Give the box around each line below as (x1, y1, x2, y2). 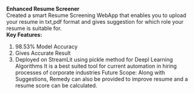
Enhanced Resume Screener (6, 5, 80, 12)
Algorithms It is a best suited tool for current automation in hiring (15, 62, 178, 70)
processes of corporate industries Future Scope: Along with (15, 69, 165, 76)
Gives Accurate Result (15, 49, 71, 57)
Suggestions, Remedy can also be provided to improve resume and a (15, 76, 189, 82)
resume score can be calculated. (15, 82, 97, 89)
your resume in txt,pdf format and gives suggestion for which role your (6, 18, 184, 25)
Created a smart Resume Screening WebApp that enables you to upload (6, 12, 187, 19)
